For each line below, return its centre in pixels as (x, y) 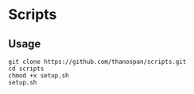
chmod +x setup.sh (39, 76)
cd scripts (26, 69)
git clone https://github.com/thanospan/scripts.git (97, 62)
